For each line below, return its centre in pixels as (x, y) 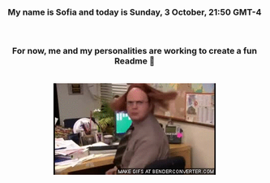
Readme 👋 (135, 61)
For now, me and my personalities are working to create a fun (135, 51)
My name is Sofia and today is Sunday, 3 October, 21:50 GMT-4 (135, 12)
